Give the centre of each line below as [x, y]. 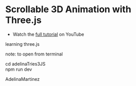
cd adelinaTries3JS [26, 64]
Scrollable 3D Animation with [68, 9]
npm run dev [19, 69]
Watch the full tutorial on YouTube [48, 34]
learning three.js [22, 44]
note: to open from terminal [34, 54]
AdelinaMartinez [22, 79]
